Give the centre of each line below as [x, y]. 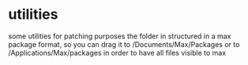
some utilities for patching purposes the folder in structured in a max [120, 36]
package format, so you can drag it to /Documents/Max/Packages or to [124, 44]
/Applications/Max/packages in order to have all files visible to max [117, 52]
